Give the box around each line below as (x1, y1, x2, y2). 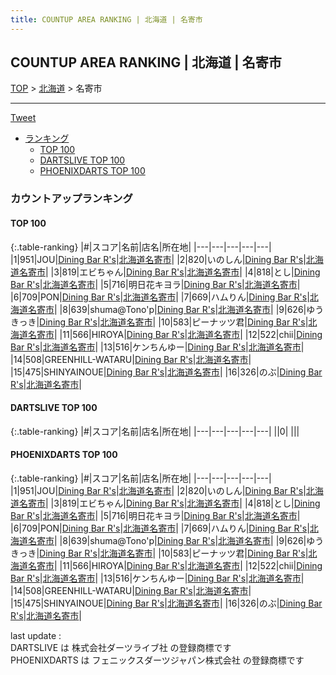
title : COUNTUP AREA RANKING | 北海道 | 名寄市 (10, 14, 203, 25)
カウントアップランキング (10, 192, 133, 206)
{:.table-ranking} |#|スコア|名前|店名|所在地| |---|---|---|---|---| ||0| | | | (10, 425, 300, 437)
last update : (10, 629, 62, 641)
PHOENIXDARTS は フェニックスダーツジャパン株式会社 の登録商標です (10, 654, 305, 666)
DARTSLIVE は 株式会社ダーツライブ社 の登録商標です (10, 641, 232, 653)
